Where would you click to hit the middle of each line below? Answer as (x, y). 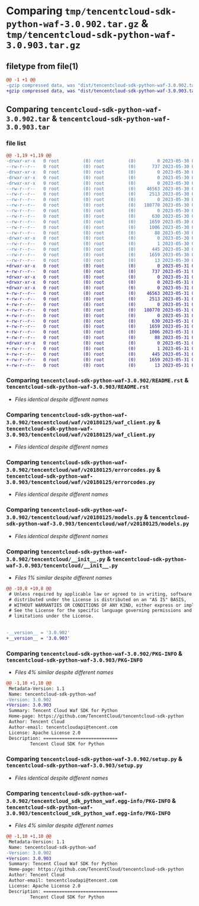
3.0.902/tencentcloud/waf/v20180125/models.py (75, 518)
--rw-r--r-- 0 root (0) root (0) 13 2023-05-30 (98, 260)
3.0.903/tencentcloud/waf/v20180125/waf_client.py (81, 435)
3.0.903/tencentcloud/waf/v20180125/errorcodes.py (81, 482)
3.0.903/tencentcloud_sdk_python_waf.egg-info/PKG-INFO (88, 813)
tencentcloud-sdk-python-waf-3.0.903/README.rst (78, 387)
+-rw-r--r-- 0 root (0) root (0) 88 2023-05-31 (98, 338)
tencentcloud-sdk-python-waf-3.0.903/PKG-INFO (75, 660)
